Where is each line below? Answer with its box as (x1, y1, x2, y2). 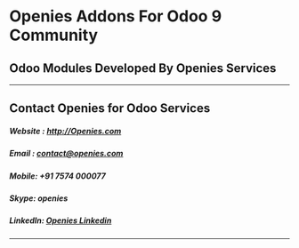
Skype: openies (9, 193, 69, 204)
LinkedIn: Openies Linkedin (9, 215, 112, 226)
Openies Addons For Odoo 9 (9, 6, 222, 27)
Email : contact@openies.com (9, 148, 124, 159)
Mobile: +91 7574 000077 (9, 171, 107, 181)
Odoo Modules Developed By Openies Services (9, 60, 277, 76)
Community (9, 25, 99, 45)
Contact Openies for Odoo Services (9, 100, 211, 116)
